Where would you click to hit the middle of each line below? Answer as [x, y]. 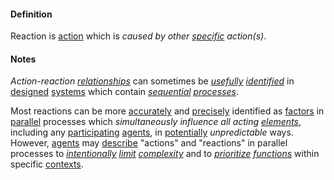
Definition [31, 14]
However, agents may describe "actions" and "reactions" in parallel [149, 143]
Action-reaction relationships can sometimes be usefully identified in [152, 81]
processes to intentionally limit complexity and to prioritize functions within [165, 154]
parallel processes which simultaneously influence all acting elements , [156, 122]
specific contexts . [47, 164]
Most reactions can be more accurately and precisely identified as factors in [167, 111]
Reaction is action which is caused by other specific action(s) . [138, 36]
